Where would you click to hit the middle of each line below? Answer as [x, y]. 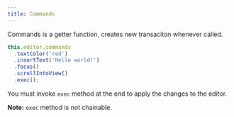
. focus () [27, 67]
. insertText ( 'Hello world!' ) [57, 60]
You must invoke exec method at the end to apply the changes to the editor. [117, 94]
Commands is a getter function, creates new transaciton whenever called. [115, 34]
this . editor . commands [39, 47]
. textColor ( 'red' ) [41, 54]
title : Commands [31, 14]
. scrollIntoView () [41, 74]
